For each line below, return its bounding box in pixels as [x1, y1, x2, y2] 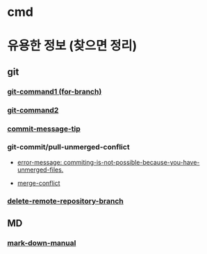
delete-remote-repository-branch [7, 196, 124, 206]
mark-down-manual [7, 238, 76, 248]
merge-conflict [17, 179, 60, 187]
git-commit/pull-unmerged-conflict [7, 143, 130, 152]
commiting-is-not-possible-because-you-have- [63, 158, 200, 166]
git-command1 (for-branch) [7, 87, 102, 96]
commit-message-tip [7, 124, 81, 134]
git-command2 [7, 105, 59, 115]
